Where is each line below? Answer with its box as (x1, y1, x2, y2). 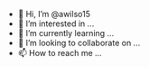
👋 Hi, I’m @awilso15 (17, 9, 90, 19)
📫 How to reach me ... (17, 48, 102, 58)
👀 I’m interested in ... (17, 18, 95, 29)
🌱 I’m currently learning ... (17, 28, 115, 38)
